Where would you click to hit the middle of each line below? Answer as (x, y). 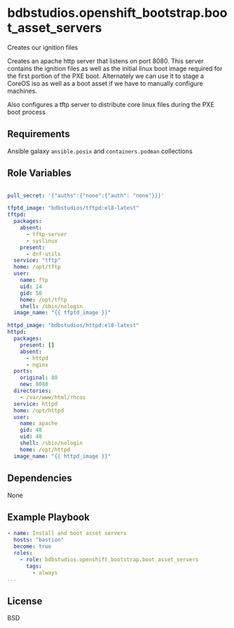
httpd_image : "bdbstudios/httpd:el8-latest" (73, 326)
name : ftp (34, 280)
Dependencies (40, 479)
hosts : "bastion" (39, 540)
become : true (33, 546)
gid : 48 (31, 430)
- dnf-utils (43, 254)
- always (45, 572)
